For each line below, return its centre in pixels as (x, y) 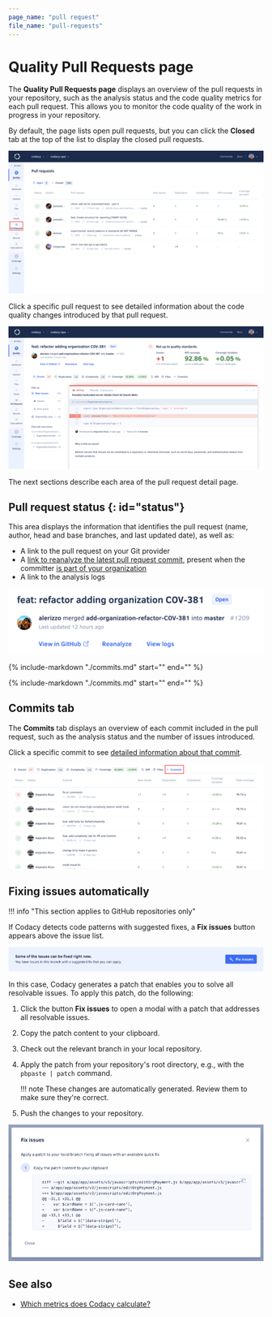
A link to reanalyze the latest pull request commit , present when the (132, 559)
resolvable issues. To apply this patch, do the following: (101, 993)
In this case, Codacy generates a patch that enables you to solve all (121, 984)
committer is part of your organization (83, 568)
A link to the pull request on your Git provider (95, 551)
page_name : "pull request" (54, 17)
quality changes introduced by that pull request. (88, 315)
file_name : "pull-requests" (56, 26)
